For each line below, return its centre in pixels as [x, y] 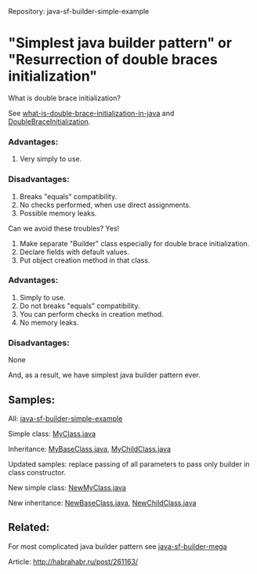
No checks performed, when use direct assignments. [105, 205]
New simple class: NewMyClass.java [67, 487]
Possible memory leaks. [58, 213]
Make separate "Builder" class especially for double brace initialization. [134, 243]
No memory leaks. [49, 322]
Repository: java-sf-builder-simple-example [79, 11]
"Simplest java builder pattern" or [120, 43]
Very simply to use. [51, 159]
